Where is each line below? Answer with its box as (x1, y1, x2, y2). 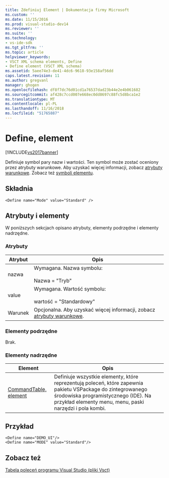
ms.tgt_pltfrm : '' (5, 45, 44, 50)
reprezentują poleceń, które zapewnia (54, 379, 143, 387)
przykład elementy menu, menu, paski (54, 399, 144, 406)
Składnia (5, 184, 34, 193)
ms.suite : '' (5, 31, 33, 36)
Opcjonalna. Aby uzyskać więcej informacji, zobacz (33, 306, 155, 313)
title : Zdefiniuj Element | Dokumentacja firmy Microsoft (5, 7, 129, 13)
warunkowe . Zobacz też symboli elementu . (5, 170, 94, 176)
